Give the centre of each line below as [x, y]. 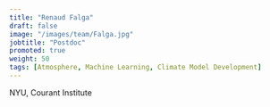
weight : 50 [30, 59]
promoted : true [38, 51]
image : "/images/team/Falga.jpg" [72, 34]
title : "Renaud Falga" [51, 17]
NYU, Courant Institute [51, 92]
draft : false [34, 26]
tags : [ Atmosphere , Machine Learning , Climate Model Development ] [135, 68]
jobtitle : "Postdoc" [48, 42]
